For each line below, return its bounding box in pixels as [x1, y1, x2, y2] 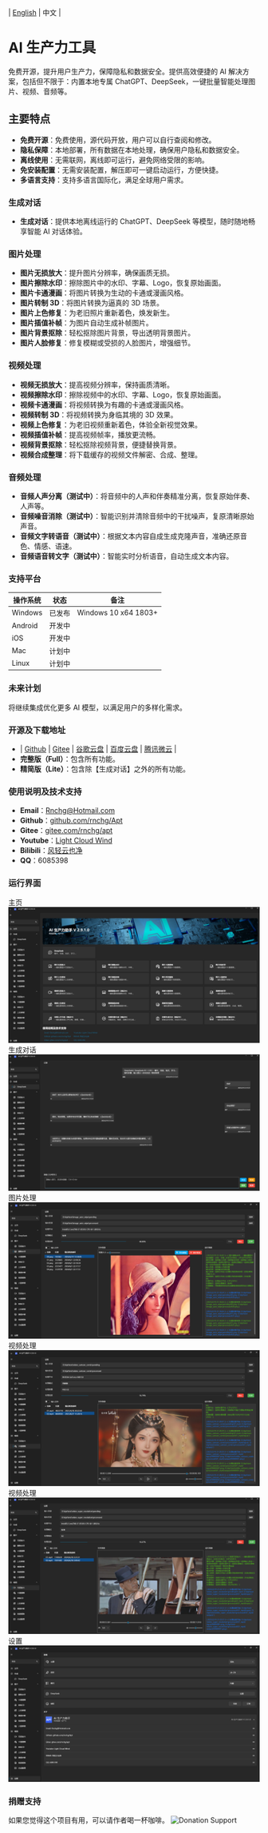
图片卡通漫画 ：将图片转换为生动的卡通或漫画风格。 [19, 288, 188, 298]
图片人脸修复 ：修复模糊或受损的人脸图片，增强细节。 [19, 338, 195, 348]
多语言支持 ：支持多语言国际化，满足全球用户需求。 [19, 175, 188, 185]
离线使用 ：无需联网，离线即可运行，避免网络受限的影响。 [19, 155, 209, 165]
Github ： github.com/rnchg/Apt [19, 815, 124, 826]
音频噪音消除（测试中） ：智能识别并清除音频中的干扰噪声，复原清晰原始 [19, 511, 254, 520]
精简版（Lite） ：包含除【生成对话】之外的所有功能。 [19, 764, 190, 774]
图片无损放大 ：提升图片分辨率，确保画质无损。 [19, 268, 174, 278]
